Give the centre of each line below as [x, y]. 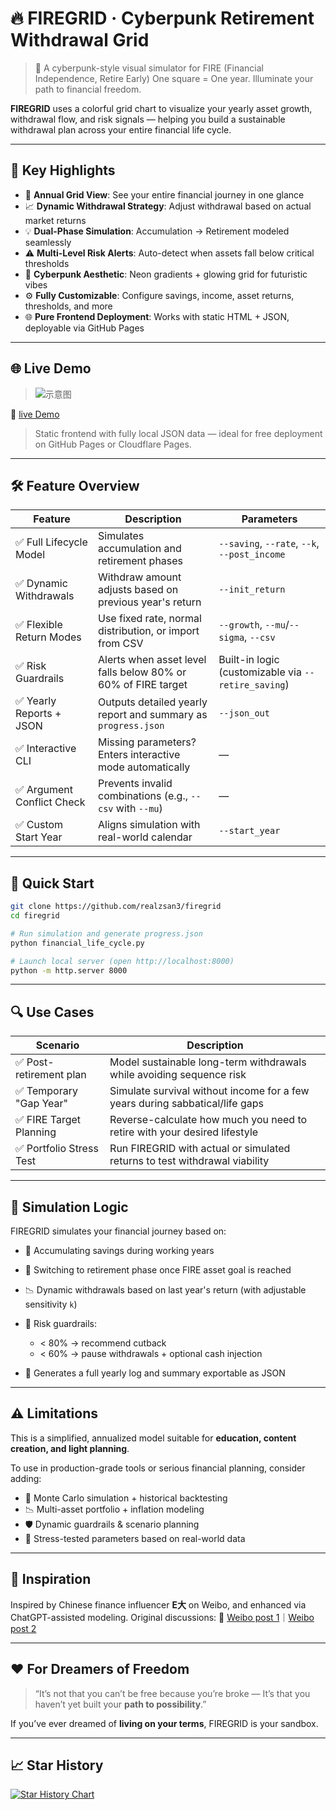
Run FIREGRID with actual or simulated [200, 1149]
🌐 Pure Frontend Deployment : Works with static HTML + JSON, [157, 316]
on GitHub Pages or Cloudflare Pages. [113, 444]
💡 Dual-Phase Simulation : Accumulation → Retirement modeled [157, 231]
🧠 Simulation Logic [69, 1207]
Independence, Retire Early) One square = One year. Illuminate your [174, 78]
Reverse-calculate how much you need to [208, 1120]
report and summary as [152, 715]
